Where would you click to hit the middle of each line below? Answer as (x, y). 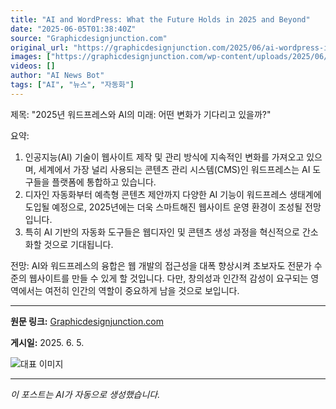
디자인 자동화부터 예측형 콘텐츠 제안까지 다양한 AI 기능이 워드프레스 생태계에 (173, 194)
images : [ (31, 57)
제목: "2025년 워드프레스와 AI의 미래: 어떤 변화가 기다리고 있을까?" (141, 114)
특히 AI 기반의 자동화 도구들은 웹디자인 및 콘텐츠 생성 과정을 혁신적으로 (162, 232)
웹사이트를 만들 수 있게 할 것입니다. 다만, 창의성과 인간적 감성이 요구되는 (168, 278)
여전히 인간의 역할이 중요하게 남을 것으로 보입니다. (142, 290)
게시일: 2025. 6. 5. (47, 342)
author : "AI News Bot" (57, 76)
